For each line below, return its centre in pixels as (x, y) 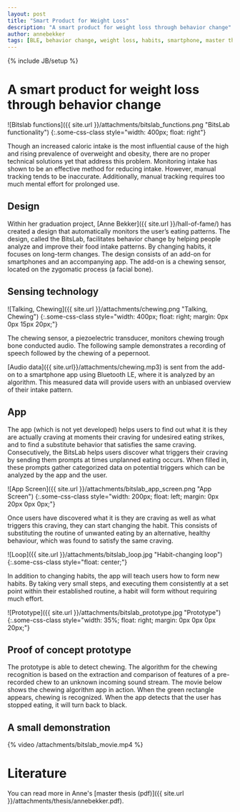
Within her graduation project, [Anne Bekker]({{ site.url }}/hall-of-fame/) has (120, 224)
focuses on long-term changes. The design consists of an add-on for (109, 254)
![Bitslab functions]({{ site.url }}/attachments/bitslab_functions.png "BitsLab (119, 125)
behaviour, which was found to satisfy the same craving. (90, 541)
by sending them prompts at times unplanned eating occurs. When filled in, (118, 460)
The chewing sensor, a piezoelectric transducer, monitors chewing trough (116, 338)
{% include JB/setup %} (43, 61)
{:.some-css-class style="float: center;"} (67, 562)
